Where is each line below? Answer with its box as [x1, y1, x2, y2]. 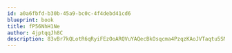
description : [7, 36, 45, 43]
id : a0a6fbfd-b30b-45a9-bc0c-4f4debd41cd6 [7, 10, 131, 17]
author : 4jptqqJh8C [7, 29, 64, 36]
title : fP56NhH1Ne [7, 23, 60, 30]
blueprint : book [7, 17, 54, 23]
